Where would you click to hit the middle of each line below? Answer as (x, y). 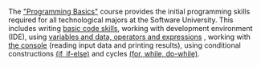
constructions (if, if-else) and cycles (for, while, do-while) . (104, 54)
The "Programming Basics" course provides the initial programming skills (129, 12)
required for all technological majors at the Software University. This (121, 20)
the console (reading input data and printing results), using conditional (124, 45)
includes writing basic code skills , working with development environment (130, 28)
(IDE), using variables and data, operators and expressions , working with (130, 37)
